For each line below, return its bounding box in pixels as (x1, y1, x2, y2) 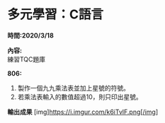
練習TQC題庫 (7, 54, 46, 64)
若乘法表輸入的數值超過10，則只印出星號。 (17, 93, 143, 101)
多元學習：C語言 (7, 6, 104, 23)
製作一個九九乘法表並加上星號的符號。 (17, 83, 130, 92)
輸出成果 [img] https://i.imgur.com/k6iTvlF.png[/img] (7, 107, 158, 116)
